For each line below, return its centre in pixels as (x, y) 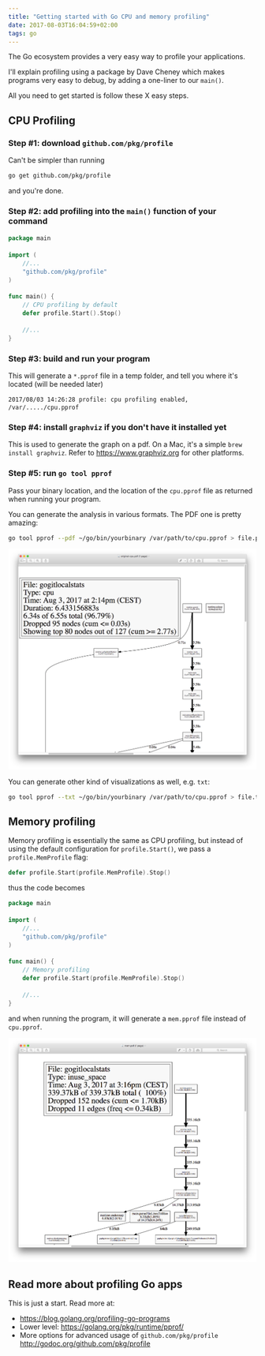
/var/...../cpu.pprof (44, 407)
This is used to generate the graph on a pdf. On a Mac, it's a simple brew (125, 444)
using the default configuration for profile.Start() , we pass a (110, 849)
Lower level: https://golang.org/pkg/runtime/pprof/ (101, 1327)
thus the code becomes (47, 888)
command (28, 221)
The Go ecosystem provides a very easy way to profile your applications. (127, 57)
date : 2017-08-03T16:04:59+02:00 (63, 25)
